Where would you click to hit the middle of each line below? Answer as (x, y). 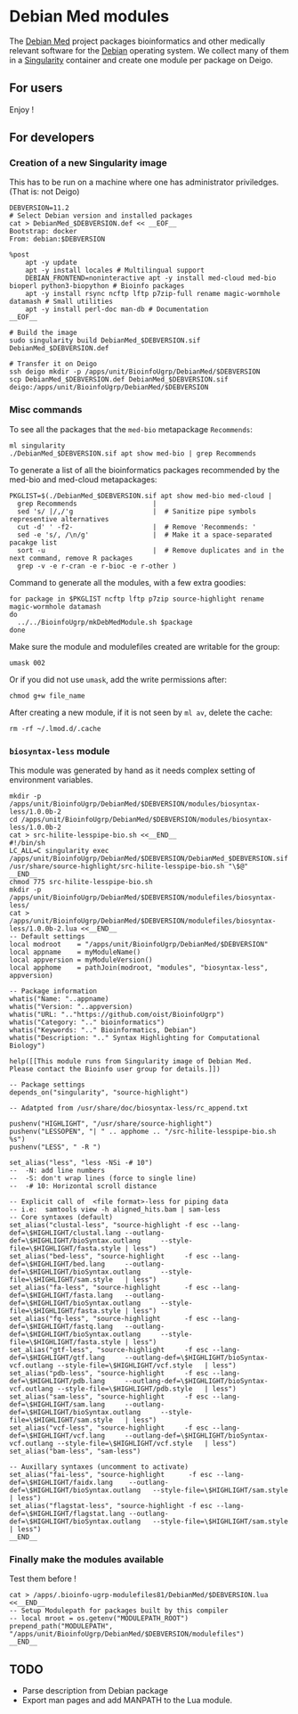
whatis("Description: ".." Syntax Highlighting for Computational (135, 1038)
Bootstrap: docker (43, 232)
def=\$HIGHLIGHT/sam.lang (57, 1405)
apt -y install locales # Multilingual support (115, 271)
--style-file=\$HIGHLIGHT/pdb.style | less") (147, 1389)
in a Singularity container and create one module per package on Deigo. (141, 60)
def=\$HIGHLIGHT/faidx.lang (61, 1483)
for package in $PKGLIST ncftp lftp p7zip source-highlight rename (137, 599)
